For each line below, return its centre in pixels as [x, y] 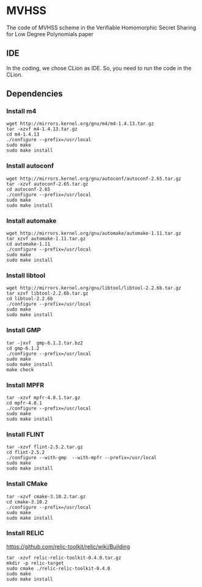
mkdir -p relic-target [35, 563]
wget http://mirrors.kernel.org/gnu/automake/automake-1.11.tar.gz [94, 234]
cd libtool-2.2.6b [30, 299]
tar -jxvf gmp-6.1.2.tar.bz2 [45, 343]
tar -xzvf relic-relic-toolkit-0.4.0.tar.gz [64, 558]
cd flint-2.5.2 [26, 452]
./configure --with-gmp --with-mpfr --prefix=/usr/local [81, 458]
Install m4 [21, 111]
